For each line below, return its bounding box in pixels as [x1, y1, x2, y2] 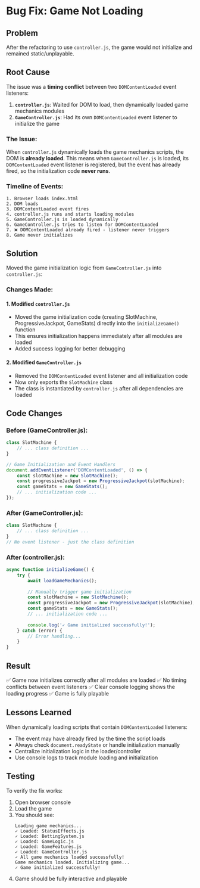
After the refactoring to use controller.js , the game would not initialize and [6, 44, 192, 51]
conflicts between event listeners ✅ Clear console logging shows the [6, 684, 176, 691]
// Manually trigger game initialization [27, 589, 132, 595]
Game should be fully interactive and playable [14, 875, 127, 882]
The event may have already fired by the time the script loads [14, 735, 165, 742]
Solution [6, 249, 38, 259]
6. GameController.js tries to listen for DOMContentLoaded [6, 222, 159, 228]
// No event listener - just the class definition [6, 539, 135, 545]
